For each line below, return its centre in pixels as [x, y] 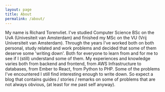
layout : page [18, 10]
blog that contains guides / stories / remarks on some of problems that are [80, 79]
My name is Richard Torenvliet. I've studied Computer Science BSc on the [80, 33]
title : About [18, 14]
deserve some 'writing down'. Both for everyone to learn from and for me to [82, 53]
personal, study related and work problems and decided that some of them [81, 48]
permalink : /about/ [25, 19]
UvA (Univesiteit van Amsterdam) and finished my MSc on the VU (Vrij [76, 38]
